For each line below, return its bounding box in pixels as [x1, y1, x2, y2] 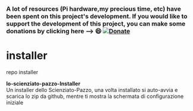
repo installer [6, 68, 39, 75]
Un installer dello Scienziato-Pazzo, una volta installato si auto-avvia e [6, 86, 178, 93]
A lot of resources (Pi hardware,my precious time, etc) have [6, 5, 181, 13]
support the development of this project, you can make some [6, 20, 186, 28]
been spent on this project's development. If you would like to [6, 12, 188, 20]
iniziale [6, 99, 24, 106]
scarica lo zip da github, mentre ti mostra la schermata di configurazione [6, 93, 184, 100]
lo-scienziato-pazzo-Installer [6, 80, 81, 87]
